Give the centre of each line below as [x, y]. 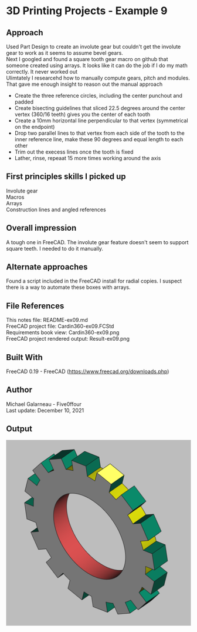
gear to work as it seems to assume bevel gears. [64, 53]
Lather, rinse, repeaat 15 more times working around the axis [88, 158]
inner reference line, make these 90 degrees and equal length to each [99, 139]
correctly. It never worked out [42, 71]
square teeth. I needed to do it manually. [55, 248]
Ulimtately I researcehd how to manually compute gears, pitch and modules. [98, 78]
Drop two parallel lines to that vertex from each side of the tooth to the [99, 133]
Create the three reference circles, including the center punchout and [98, 96]
